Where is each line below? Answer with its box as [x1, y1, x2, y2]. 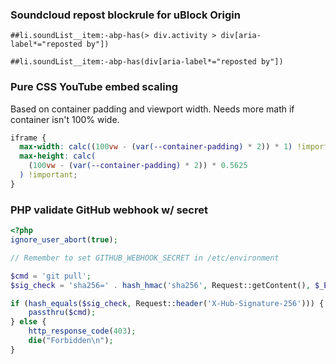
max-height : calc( [19, 151, 97, 162]
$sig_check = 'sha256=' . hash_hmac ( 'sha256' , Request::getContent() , [10, 280, 311, 290]
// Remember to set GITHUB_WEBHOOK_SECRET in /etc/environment [10, 253, 280, 263]
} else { [10, 317, 47, 327]
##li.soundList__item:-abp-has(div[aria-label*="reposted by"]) [10, 57, 284, 67]
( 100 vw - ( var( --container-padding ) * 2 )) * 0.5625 [28, 161, 248, 171]
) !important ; [19, 170, 78, 180]
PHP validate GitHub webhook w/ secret [10, 203, 208, 217]
